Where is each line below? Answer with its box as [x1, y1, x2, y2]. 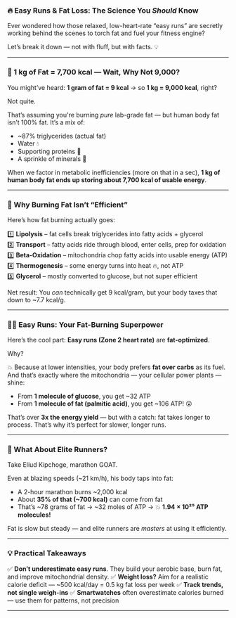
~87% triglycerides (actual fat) [17, 131, 107, 140]
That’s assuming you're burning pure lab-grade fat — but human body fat [7, 110, 220, 119]
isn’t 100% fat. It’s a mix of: [7, 118, 86, 127]
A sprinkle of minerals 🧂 [17, 154, 87, 163]
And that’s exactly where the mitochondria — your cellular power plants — [7, 371, 222, 380]
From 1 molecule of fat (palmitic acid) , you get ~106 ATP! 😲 [17, 399, 192, 408]
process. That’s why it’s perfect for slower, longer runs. [7, 420, 166, 429]
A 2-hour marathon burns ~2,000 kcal [17, 488, 128, 496]
